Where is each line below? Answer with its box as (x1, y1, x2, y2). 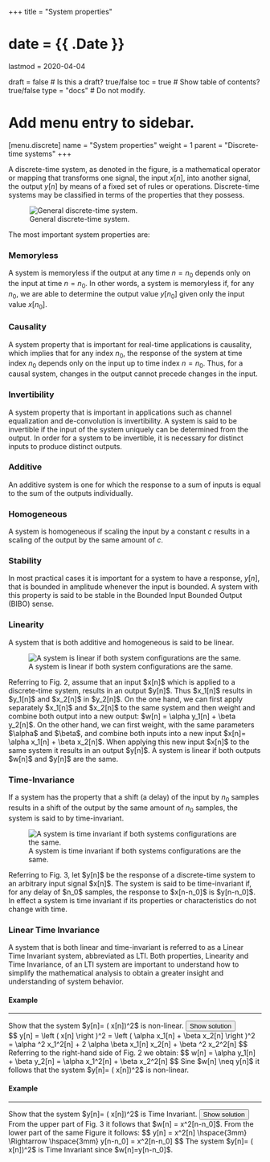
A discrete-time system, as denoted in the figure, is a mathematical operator (8, 164, 261, 174)
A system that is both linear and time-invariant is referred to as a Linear (8, 942, 244, 951)
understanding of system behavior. (8, 976, 125, 986)
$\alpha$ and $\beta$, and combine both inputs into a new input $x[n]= (8, 728, 247, 738)
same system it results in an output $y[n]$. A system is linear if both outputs (8, 745, 261, 755)
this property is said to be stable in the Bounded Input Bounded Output (8, 591, 243, 600)
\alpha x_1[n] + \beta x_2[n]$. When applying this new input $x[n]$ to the (8, 737, 250, 747)
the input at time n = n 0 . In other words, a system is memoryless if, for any (8, 278, 255, 290)
